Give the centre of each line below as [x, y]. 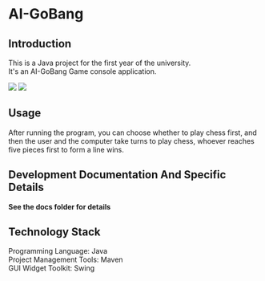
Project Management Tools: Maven [66, 260]
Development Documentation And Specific [117, 175]
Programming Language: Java [58, 251]
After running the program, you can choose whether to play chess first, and [133, 132]
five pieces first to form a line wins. [66, 149]
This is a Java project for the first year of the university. [100, 63]
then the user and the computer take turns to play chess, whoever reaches [131, 140]
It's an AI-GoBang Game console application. [82, 71]
